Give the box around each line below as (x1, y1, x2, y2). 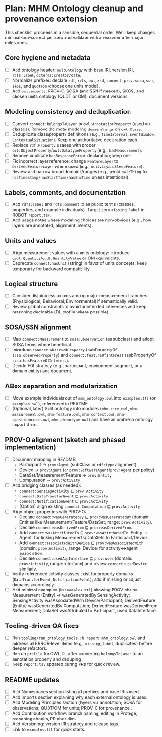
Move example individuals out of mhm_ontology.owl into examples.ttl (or (12, 395, 156, 401)
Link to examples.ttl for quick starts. (12, 726, 86, 733)
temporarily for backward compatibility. (12, 266, 91, 272)
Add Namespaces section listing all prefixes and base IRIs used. (12, 688, 140, 694)
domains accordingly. (12, 581, 55, 587)
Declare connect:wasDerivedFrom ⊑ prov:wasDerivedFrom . (19, 524, 132, 530)
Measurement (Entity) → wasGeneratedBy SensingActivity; (12, 592, 130, 598)
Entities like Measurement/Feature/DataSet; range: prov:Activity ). (19, 519, 153, 525)
